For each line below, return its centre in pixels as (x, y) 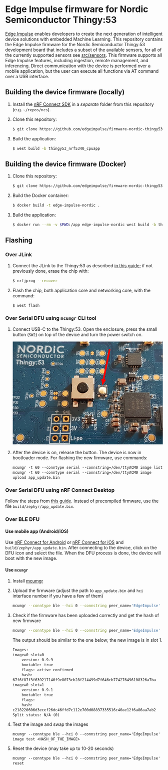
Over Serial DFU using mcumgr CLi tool (51, 318)
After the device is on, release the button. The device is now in (77, 452)
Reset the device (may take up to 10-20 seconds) (63, 748)
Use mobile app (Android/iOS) (37, 531)
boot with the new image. (31, 558)
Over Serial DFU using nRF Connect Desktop (60, 490)
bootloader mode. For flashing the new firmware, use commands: (80, 458)
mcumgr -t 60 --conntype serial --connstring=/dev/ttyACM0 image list (87, 467)
